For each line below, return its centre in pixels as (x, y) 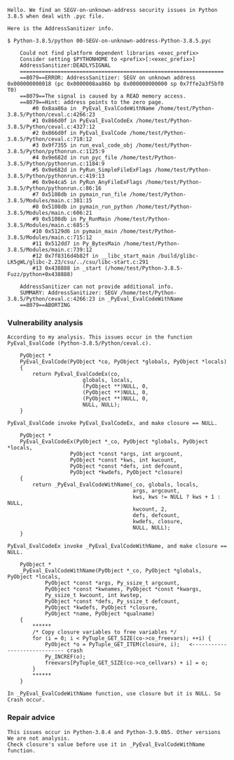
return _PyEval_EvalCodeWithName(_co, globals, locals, (116, 485)
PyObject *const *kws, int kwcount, (123, 460)
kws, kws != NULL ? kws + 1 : (177, 497)
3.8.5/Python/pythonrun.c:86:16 (54, 188)
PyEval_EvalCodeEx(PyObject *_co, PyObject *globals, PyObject (114, 442)
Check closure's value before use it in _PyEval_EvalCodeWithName (106, 745)
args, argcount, (156, 491)
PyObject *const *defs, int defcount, (126, 466)
